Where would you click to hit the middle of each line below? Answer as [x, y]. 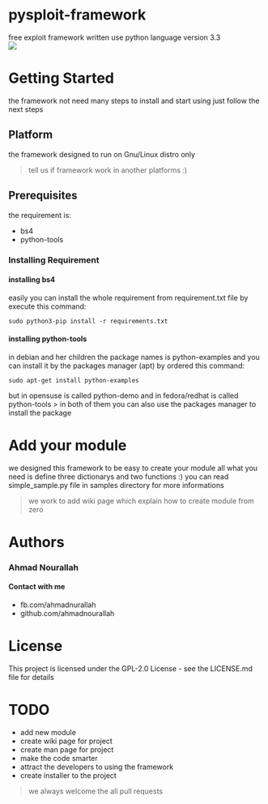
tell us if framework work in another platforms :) [108, 170]
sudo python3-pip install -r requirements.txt [88, 321]
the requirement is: [40, 215]
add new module [48, 732]
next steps [26, 109]
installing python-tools [48, 339]
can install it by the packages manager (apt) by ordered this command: [127, 366]
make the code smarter [59, 758]
